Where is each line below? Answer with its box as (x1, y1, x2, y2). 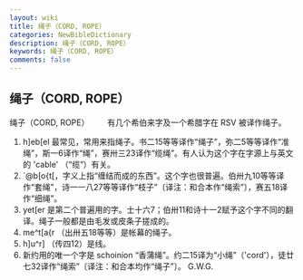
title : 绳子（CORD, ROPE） (9, 22, 106, 31)
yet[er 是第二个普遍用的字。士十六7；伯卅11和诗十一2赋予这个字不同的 (22, 204, 286, 215)
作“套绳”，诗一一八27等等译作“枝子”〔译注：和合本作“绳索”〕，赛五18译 (22, 181, 288, 192)
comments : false (9, 55, 71, 64)
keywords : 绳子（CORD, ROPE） (9, 47, 118, 56)
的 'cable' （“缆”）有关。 (22, 159, 116, 169)
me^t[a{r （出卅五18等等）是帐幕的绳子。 (22, 227, 177, 237)
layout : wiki (9, 13, 59, 23)
